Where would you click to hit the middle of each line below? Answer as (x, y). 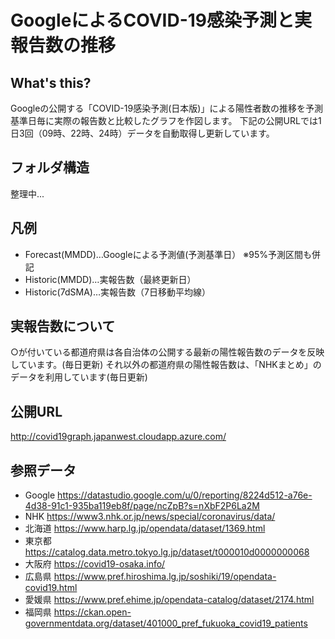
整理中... (27, 193)
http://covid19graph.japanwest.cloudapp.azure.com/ (118, 437)
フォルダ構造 (50, 167)
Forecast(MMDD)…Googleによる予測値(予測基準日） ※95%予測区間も (168, 254)
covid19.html (51, 588)
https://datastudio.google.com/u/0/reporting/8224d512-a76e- (185, 495)
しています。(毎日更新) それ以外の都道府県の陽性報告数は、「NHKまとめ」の (166, 365)
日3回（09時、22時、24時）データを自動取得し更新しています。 (142, 133)
